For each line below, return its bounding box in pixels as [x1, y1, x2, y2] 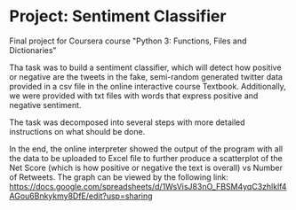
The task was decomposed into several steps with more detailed [9, 117, 246, 128]
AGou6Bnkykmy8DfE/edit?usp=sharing [9, 191, 153, 201]
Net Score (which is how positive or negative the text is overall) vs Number [9, 162, 283, 173]
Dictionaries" [9, 44, 57, 55]
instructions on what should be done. [9, 126, 146, 136]
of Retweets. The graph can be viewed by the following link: [9, 171, 229, 183]
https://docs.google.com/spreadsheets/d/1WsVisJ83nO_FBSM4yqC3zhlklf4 [9, 181, 287, 191]
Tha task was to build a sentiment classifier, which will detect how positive [9, 62, 282, 73]
